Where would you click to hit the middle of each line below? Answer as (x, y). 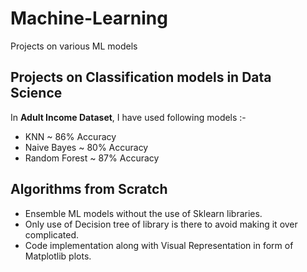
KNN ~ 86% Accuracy (70, 136)
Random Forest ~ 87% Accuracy (92, 158)
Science (36, 93)
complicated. (52, 234)
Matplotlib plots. (58, 256)
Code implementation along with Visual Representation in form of (159, 245)
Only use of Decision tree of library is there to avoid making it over (161, 224)
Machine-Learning (89, 18)
